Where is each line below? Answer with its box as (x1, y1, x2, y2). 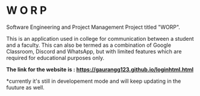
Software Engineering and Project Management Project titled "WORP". (6, 23, 181, 31)
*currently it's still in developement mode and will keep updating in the (6, 77, 181, 85)
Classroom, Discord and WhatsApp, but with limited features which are (6, 47, 182, 55)
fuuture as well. (6, 83, 45, 91)
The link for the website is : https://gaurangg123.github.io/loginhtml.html (6, 65, 194, 73)
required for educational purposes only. (6, 54, 104, 61)
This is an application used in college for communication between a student (6, 35, 194, 42)
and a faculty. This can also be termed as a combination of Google (6, 41, 172, 49)
